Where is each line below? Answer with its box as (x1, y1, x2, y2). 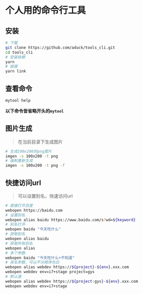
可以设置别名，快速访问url (17, 193, 73, 199)
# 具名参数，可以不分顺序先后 (5, 260, 60, 265)
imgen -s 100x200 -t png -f (5, 163, 65, 168)
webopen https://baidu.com (5, 207, 63, 213)
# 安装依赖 (5, 55, 26, 60)
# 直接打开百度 (5, 203, 33, 208)
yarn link (5, 69, 27, 74)
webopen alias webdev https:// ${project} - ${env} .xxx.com (5, 264, 129, 270)
